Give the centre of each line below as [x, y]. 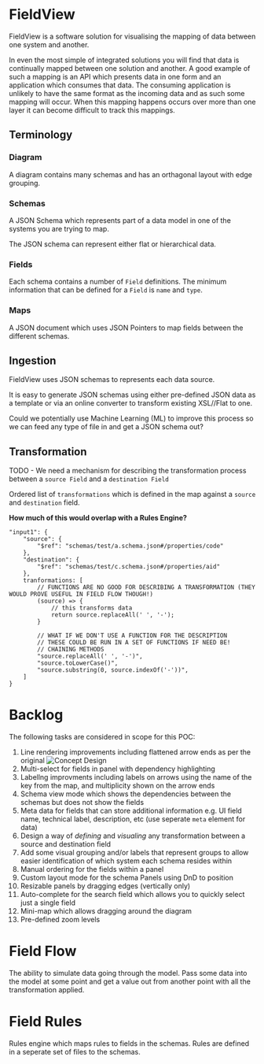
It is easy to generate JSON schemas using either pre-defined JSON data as [132, 395]
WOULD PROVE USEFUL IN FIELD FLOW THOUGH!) [81, 595]
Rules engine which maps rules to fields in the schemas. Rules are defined [129, 1043]
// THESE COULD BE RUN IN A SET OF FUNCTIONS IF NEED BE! [134, 643]
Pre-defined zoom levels [60, 920]
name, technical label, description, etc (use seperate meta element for [133, 819]
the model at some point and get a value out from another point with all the [130, 981]
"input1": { [28, 532]
